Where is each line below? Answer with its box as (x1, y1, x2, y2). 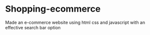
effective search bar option (5, 24, 61, 30)
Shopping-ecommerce (5, 3, 101, 15)
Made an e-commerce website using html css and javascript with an (5, 19, 146, 25)
